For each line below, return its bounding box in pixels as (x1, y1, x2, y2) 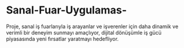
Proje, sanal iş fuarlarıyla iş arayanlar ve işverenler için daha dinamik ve (6, 23, 179, 30)
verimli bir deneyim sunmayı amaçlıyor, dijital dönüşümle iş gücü (6, 29, 162, 36)
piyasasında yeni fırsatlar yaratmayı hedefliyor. (6, 35, 119, 42)
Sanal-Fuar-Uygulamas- (6, 4, 128, 17)
